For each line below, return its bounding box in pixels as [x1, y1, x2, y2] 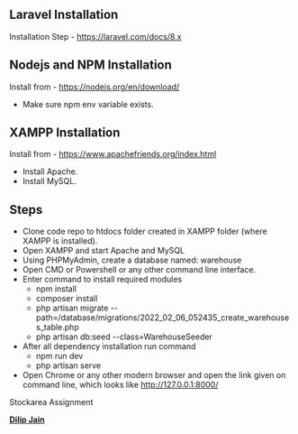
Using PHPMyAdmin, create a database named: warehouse [22, 254, 242, 265]
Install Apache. [22, 166, 78, 177]
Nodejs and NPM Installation [9, 58, 173, 73]
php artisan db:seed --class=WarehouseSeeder [35, 331, 213, 342]
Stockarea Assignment [9, 397, 94, 408]
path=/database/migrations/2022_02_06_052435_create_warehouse [35, 312, 290, 323]
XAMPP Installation [9, 125, 121, 141]
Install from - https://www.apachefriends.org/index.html [9, 149, 217, 160]
